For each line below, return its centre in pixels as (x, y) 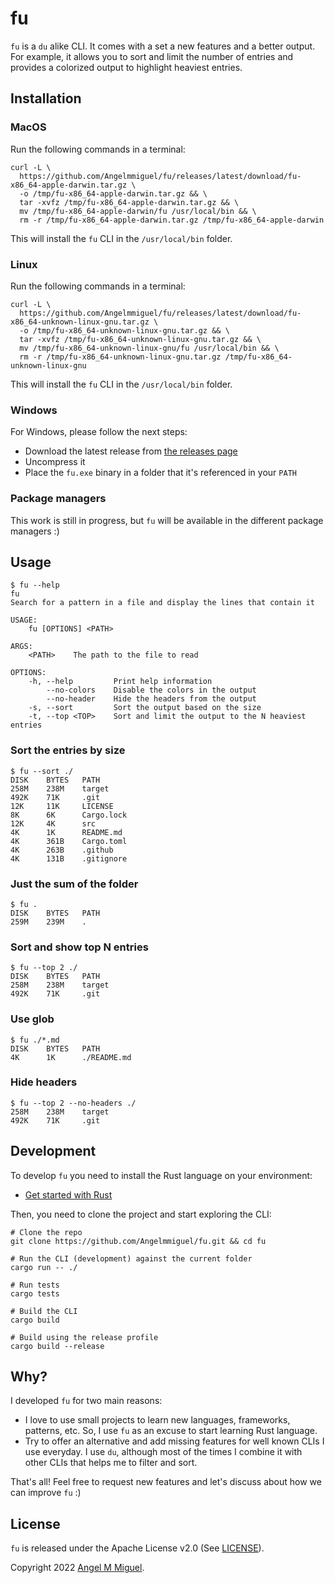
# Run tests (35, 1285)
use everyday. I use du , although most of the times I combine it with (163, 1452)
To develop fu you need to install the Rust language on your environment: (161, 1175)
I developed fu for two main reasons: (86, 1401)
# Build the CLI (44, 1311)
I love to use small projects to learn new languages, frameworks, (157, 1420)
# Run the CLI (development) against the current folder (131, 1258)
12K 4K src (53, 823)
